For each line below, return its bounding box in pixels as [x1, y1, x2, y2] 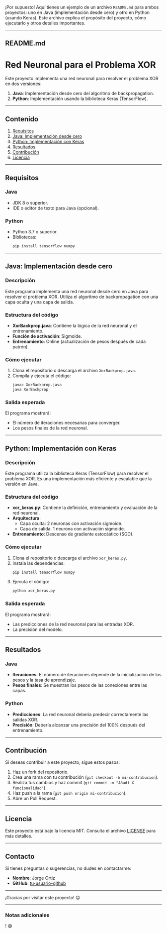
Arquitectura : [12, 515, 41, 521]
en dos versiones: [5, 81, 42, 87]
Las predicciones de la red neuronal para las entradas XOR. [12, 621, 134, 627]
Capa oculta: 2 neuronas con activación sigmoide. [19, 520, 123, 526]
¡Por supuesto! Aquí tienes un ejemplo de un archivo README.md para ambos [5, 4, 159, 10]
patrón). [12, 343, 29, 350]
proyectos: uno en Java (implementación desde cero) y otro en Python [5, 9, 150, 15]
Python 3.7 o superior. [12, 229, 58, 235]
